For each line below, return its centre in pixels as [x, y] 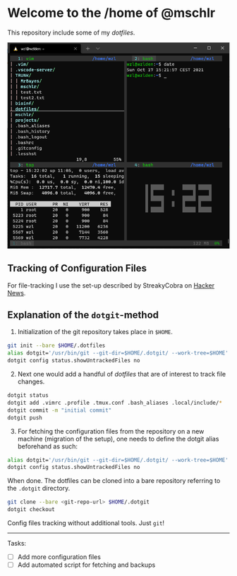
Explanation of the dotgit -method [83, 315]
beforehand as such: [47, 446]
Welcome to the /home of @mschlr [111, 13]
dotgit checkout [31, 510]
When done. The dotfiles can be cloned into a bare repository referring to [114, 481]
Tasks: [17, 544]
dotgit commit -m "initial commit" [60, 410]
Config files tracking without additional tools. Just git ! [86, 523]
